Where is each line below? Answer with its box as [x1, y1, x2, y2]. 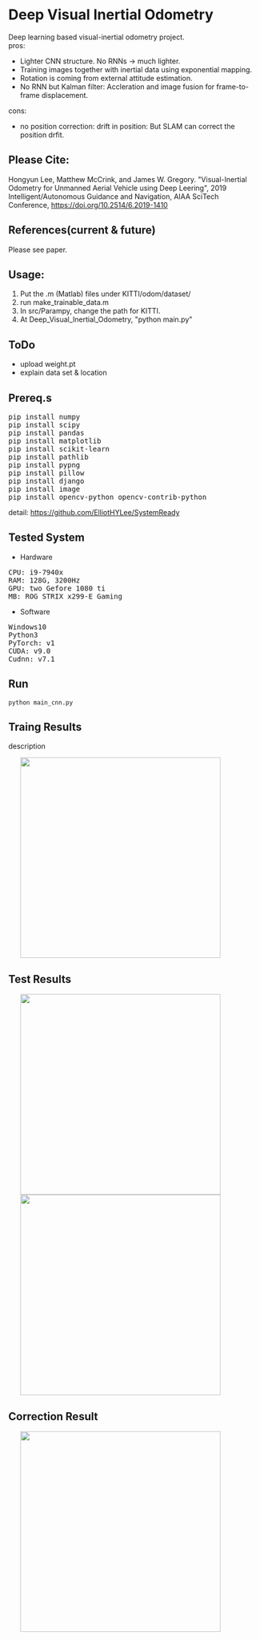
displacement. [41, 90, 89, 99]
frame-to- [216, 82, 250, 91]
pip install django [8, 477, 85, 485]
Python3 [8, 630, 38, 639]
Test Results [8, 972, 72, 986]
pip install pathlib [8, 453, 90, 461]
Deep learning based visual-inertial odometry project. [8, 32, 185, 42]
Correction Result [8, 1410, 98, 1423]
